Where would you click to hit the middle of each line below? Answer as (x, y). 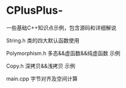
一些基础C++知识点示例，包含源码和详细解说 (61, 28)
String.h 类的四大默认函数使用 (43, 40)
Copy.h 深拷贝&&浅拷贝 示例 (41, 66)
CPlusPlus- (35, 10)
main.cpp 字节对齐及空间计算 (42, 78)
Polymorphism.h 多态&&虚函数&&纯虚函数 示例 (63, 53)
